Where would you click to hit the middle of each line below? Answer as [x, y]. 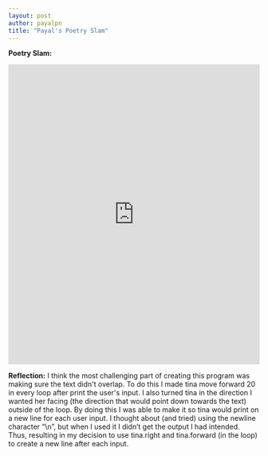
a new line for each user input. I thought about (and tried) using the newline [132, 418]
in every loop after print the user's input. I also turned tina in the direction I [130, 393]
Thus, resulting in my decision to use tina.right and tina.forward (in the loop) [133, 435]
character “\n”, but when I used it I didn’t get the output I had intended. [124, 427]
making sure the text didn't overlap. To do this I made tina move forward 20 [132, 384]
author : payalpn [35, 23]
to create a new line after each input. [69, 444]
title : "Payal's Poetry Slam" [59, 30]
